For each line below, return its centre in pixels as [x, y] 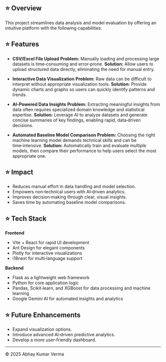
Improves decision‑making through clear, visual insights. [69, 197]
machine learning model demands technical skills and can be [74, 140]
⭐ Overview [23, 8]
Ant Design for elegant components [48, 248]
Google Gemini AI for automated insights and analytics [68, 299]
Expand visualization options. [42, 329]
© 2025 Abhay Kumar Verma [35, 354]
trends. [20, 94]
